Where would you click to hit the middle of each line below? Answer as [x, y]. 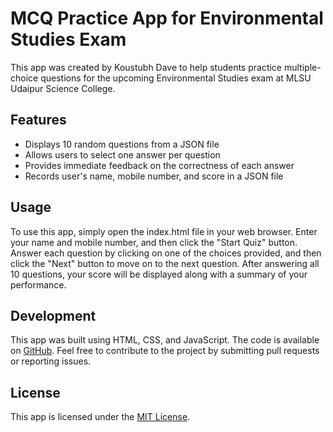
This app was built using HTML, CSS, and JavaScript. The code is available [165, 340]
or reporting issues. [51, 361]
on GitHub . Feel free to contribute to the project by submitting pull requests [165, 351]
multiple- [302, 67]
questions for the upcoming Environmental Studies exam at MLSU [176, 78]
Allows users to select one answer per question [122, 154]
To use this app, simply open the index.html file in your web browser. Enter [164, 231]
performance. [38, 284]
